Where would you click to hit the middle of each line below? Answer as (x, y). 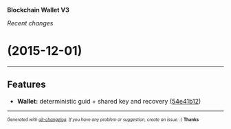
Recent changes (30, 23)
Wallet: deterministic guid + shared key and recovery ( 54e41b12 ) (109, 101)
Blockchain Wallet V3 (38, 10)
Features (26, 85)
